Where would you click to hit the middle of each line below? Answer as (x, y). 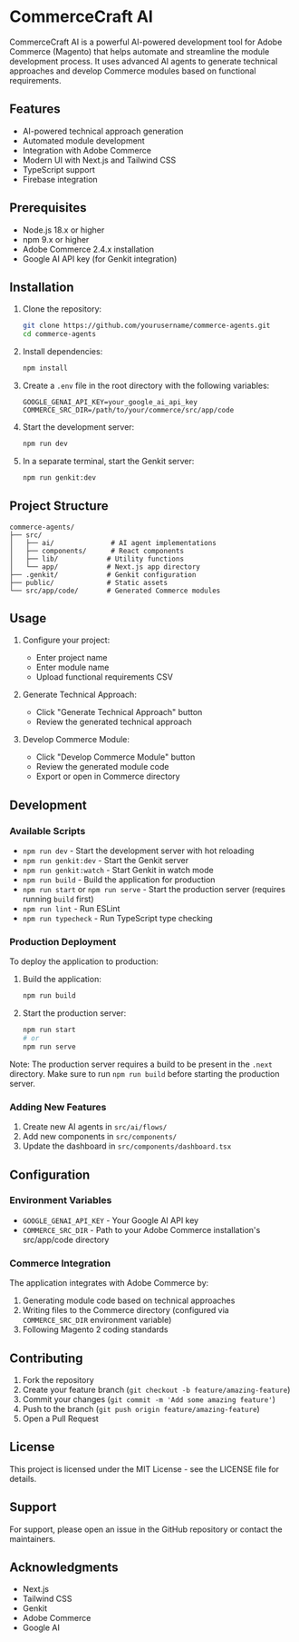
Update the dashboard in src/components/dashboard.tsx (127, 1146)
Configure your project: (66, 640)
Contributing (46, 1358)
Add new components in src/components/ (100, 1137)
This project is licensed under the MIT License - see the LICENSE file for (144, 1468)
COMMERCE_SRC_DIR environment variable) (97, 1320)
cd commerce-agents (59, 334)
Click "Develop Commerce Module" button (116, 757)
